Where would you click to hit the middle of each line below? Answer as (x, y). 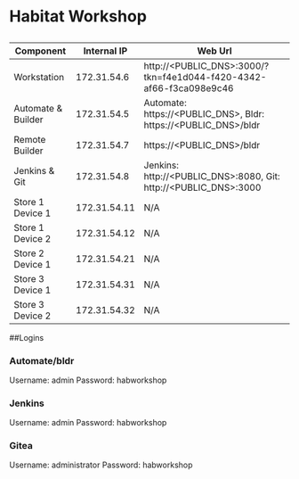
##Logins (27, 337)
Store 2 (29, 253)
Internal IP (105, 51)
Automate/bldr (42, 360)
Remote (30, 139)
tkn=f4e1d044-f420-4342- (205, 77)
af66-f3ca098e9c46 (189, 88)
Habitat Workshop (78, 17)
